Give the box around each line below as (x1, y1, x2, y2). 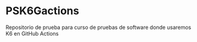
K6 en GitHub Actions (5, 30, 59, 37)
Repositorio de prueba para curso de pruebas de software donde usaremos (5, 24, 192, 31)
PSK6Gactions (5, 4, 79, 18)
